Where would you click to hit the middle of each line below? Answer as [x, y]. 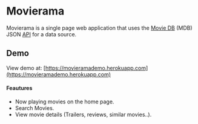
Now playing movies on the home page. [64, 102]
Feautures [19, 88]
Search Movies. [35, 108]
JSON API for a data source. [41, 34]
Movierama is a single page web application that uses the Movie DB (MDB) [99, 28]
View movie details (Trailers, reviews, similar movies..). [83, 114]
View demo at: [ [26, 68]
